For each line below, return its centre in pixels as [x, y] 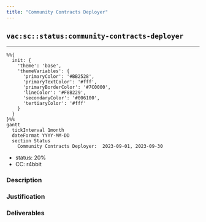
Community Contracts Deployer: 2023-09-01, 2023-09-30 [90, 147]
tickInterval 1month [38, 130]
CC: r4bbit [28, 164]
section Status [31, 141]
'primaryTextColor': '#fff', [60, 82]
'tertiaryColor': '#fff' [54, 104]
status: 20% [31, 158]
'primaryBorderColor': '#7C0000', [67, 87]
